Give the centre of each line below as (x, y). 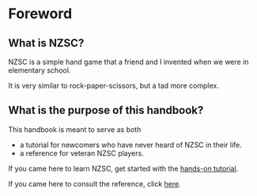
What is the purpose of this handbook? (106, 110)
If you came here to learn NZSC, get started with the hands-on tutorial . (123, 168)
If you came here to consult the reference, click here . (95, 183)
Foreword (40, 14)
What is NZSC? (46, 43)
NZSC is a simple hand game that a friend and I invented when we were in (128, 62)
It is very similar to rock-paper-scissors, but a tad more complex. (114, 85)
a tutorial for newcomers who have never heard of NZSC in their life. (131, 145)
